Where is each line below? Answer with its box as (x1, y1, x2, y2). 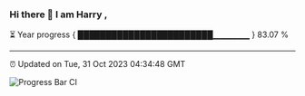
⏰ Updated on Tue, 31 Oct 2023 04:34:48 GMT (9, 59, 186, 70)
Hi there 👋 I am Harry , (9, 8, 108, 21)
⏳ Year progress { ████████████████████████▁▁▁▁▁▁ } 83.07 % (9, 29, 289, 40)
